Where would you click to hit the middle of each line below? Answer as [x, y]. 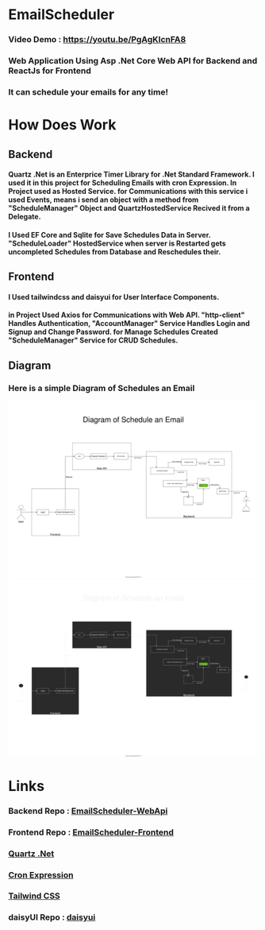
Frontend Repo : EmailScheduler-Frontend [91, 832]
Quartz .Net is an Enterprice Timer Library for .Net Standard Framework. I [132, 174]
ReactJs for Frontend [50, 71]
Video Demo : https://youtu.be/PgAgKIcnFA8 [97, 40]
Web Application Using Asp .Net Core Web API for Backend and [133, 61]
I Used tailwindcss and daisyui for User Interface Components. [114, 296]
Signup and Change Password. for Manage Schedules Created [113, 332]
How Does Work [62, 125]
